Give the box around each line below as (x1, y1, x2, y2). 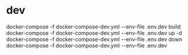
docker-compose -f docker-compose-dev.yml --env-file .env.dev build (6, 23, 181, 30)
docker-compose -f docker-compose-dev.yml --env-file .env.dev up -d (6, 29, 183, 36)
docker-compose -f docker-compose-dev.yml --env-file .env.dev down (6, 35, 183, 43)
